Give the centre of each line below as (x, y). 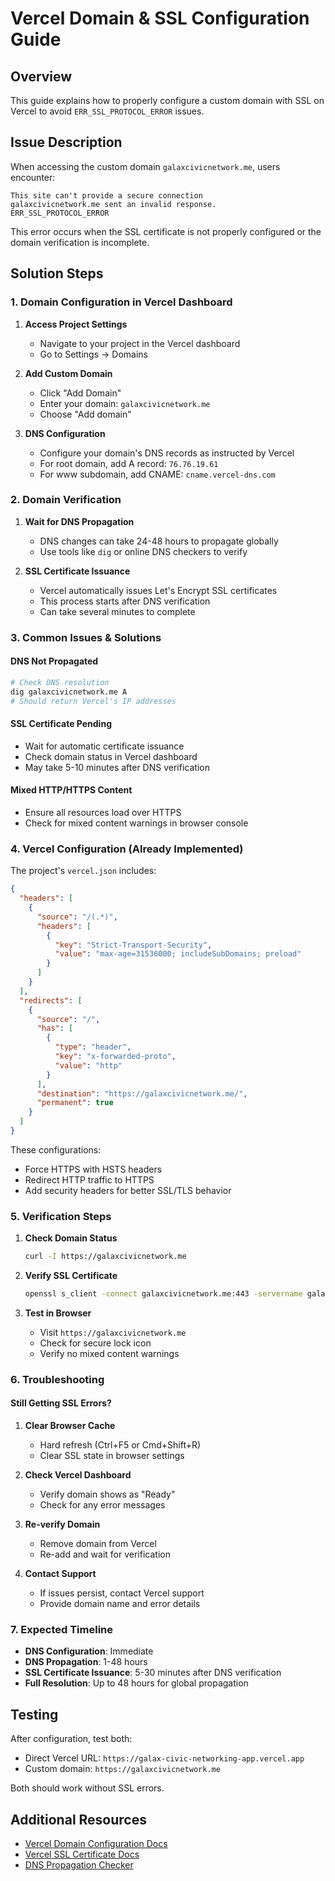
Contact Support (60, 1574)
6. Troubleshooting (57, 1379)
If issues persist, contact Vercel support (122, 1593)
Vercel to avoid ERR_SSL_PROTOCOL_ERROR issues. (107, 111)
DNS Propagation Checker (79, 1864)
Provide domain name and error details (120, 1604)
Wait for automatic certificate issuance (104, 746)
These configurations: (56, 1149)
